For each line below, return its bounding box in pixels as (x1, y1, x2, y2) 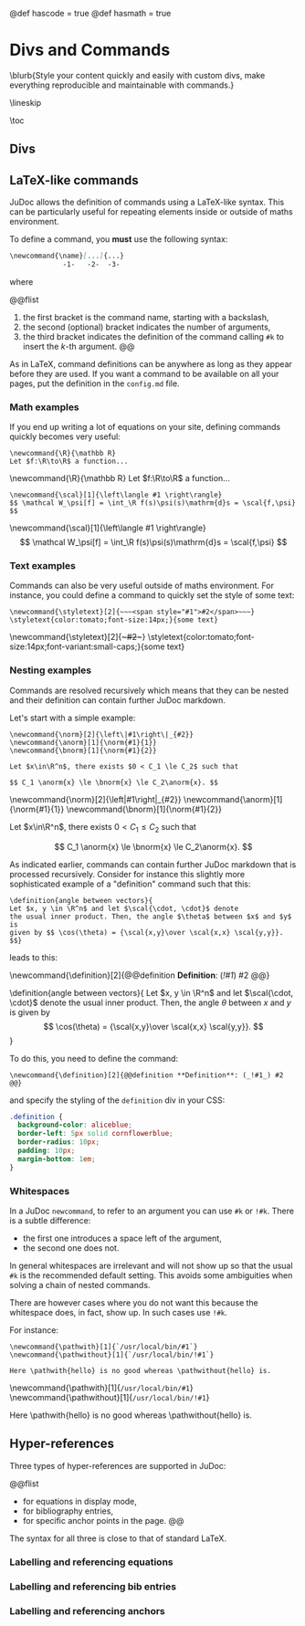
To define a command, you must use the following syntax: (9, 234, 228, 245)
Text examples (9, 560, 76, 572)
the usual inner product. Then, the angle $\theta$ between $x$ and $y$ (9, 912, 292, 921)
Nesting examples (9, 664, 92, 677)
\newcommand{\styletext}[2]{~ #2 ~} (9, 632, 146, 643)
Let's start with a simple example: (9, 712, 136, 723)
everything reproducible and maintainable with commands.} (9, 79, 235, 90)
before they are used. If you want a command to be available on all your (9, 368, 279, 379)
